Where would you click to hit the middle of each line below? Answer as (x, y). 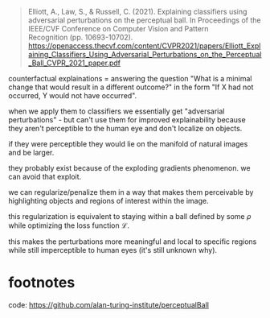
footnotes (42, 283)
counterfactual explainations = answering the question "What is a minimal (130, 78)
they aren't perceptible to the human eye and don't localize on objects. (125, 128)
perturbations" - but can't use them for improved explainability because (127, 120)
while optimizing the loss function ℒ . (69, 225)
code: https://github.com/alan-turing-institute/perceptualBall (108, 304)
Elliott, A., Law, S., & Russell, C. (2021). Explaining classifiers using (137, 12)
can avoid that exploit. (45, 177)
